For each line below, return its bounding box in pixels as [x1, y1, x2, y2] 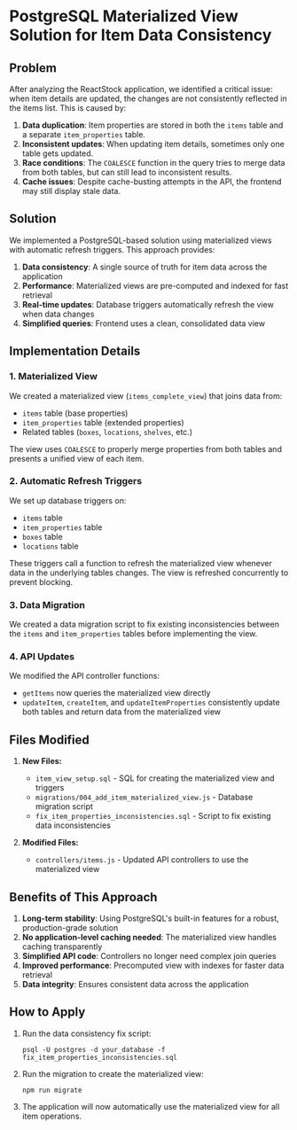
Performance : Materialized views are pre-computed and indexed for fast [21, 280, 289, 291]
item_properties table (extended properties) [21, 417, 184, 427]
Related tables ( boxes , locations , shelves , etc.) [21, 426, 193, 437]
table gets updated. [21, 148, 94, 159]
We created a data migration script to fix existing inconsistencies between [9, 619, 279, 630]
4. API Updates [9, 651, 75, 663]
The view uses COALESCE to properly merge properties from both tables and [9, 443, 282, 454]
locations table [21, 541, 79, 551]
